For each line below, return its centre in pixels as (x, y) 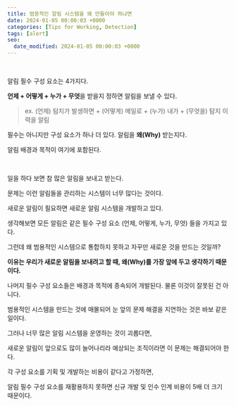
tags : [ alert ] (28, 33)
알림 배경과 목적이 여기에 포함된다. (54, 150)
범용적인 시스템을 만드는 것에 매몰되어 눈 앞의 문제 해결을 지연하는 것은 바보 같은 (117, 309)
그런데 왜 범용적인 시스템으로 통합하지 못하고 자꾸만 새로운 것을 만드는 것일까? (114, 247)
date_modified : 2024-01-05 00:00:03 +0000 (77, 46)
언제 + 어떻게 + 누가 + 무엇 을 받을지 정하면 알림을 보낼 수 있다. (92, 96)
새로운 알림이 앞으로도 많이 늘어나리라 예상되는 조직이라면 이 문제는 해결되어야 (114, 348)
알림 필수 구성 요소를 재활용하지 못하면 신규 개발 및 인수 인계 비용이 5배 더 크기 (115, 387)
